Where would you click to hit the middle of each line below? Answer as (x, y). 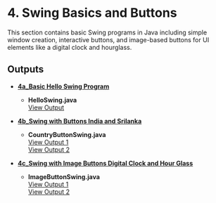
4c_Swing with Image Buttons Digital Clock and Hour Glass (105, 163)
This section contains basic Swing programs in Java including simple (107, 32)
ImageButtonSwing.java (64, 176)
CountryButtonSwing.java (67, 134)
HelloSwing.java (52, 100)
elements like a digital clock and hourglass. (70, 47)
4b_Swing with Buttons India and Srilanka (80, 121)
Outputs (26, 69)
